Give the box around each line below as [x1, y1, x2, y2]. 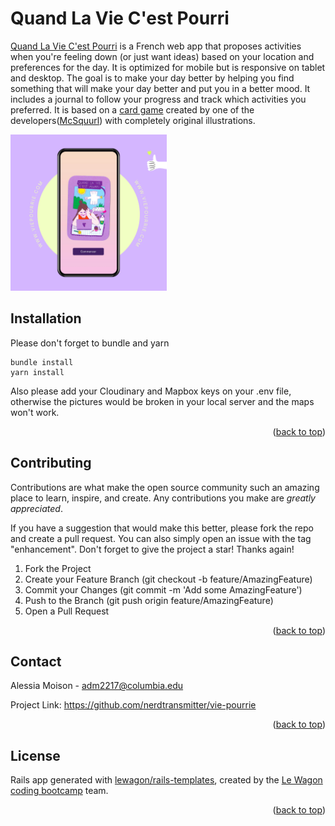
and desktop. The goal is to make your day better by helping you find [10, 72, 295, 84]
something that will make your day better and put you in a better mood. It [10, 82, 311, 94]
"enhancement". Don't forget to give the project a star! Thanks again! [10, 543, 295, 555]
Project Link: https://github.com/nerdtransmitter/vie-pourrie [10, 699, 257, 711]
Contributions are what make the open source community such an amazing [10, 481, 320, 493]
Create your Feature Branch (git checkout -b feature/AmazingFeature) [24, 573, 313, 585]
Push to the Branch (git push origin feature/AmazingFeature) [24, 594, 274, 606]
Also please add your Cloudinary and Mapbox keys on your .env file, [10, 385, 292, 397]
